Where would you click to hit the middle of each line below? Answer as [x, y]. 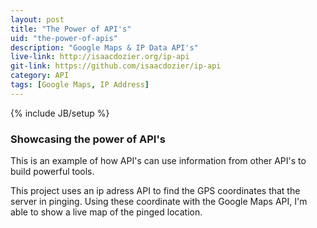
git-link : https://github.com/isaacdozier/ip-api [116, 66]
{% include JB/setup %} [60, 113]
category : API [40, 76]
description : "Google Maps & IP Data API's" [104, 47]
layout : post [37, 19]
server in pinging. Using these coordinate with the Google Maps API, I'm [159, 202]
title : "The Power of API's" [71, 29]
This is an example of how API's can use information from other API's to [158, 161]
